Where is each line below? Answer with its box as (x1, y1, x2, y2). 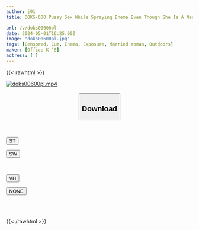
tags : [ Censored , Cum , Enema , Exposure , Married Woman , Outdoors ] (6, 41, 174, 47)
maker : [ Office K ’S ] (6, 47, 60, 53)
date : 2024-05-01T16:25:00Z (6, 30, 76, 36)
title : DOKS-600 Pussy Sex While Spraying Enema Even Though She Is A (6, 14, 184, 20)
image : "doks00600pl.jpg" (6, 36, 70, 42)
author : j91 (6, 8, 36, 15)
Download (82, 104, 117, 113)
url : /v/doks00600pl (6, 25, 57, 31)
